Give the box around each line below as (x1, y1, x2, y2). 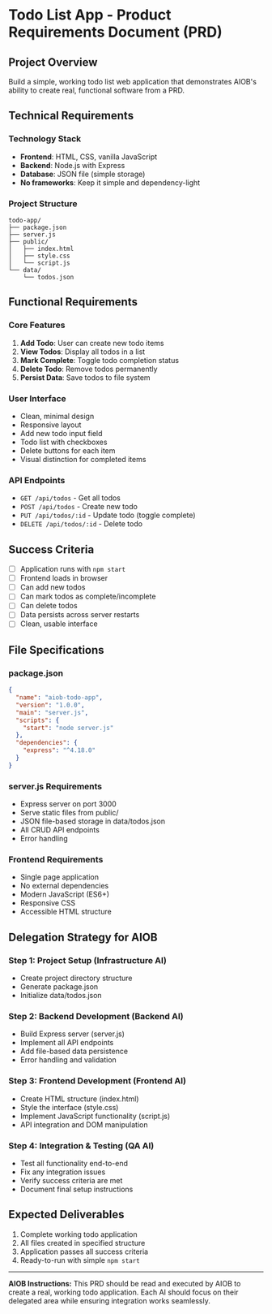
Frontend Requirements (8, 854, 104, 866)
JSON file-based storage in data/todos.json (19, 816, 166, 826)
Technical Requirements (8, 109, 134, 123)
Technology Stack (8, 133, 82, 145)
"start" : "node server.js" (23, 724, 114, 732)
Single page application (19, 872, 100, 882)
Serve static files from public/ (19, 808, 119, 818)
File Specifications (8, 643, 104, 657)
